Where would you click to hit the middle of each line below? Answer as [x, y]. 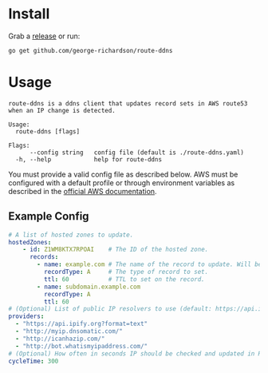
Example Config [49, 216]
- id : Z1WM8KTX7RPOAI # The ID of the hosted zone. [116, 250]
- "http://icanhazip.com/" [60, 339]
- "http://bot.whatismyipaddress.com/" [82, 346]
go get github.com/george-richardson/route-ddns [91, 50]
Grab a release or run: [44, 36]
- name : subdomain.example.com [89, 287]
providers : [26, 316]
